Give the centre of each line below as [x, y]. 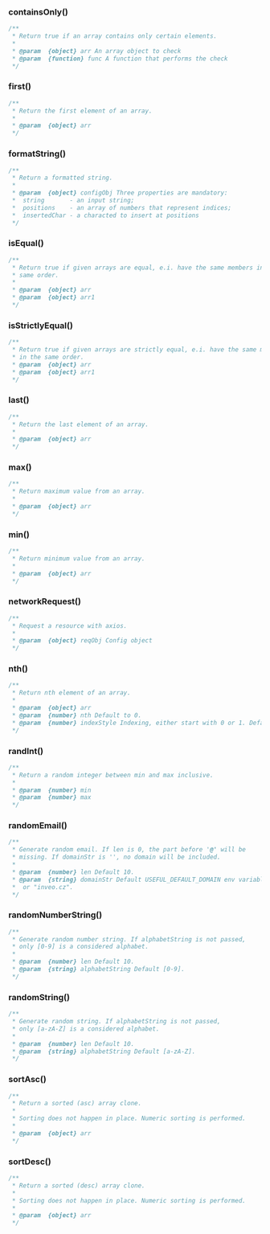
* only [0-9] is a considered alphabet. [80, 947]
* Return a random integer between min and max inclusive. [113, 775]
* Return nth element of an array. [71, 693]
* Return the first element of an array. [82, 111]
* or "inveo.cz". [43, 887]
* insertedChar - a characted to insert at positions [105, 215]
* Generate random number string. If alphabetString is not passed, [129, 939]
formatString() [37, 154]
